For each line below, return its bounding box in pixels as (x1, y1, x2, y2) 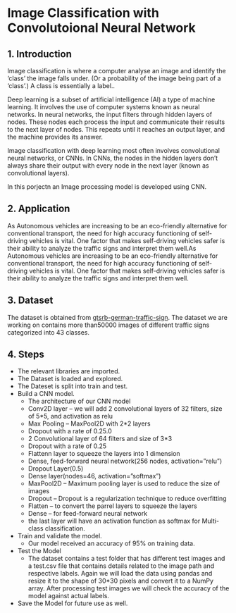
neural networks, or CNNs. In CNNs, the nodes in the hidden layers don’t (7, 154, 218, 162)
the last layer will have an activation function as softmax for (27, 516, 201, 526)
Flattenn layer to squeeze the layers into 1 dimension (27, 450, 181, 458)
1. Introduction (7, 48, 72, 60)
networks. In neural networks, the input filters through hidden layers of (7, 111, 213, 118)
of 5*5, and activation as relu (27, 412, 113, 421)
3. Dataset (7, 295, 54, 306)
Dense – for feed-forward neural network (27, 509, 148, 518)
